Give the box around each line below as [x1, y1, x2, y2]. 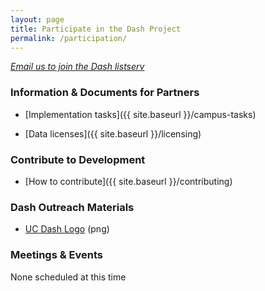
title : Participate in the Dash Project [10, 24, 182, 34]
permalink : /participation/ [10, 33, 128, 43]
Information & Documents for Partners [10, 86, 200, 100]
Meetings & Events [10, 248, 103, 262]
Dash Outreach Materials [10, 200, 135, 214]
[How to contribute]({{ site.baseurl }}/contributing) [24, 175, 233, 187]
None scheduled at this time [10, 271, 127, 283]
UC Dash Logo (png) [24, 223, 110, 235]
